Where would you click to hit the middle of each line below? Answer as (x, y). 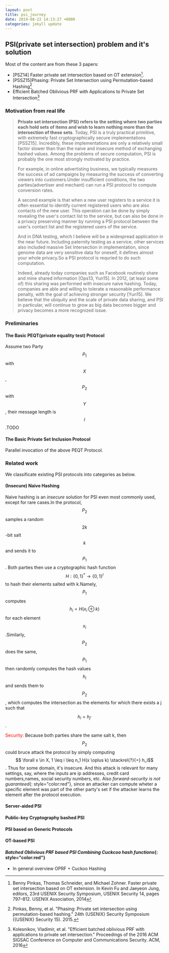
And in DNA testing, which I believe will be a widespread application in (90, 236)
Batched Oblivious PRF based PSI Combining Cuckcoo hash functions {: (82, 852)
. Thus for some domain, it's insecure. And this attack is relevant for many (81, 768)
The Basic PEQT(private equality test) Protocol (55, 335)
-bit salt (13, 535)
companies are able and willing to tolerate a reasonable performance (89, 289)
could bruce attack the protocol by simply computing (60, 752)
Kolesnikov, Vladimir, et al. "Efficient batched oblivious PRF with (78, 929)
